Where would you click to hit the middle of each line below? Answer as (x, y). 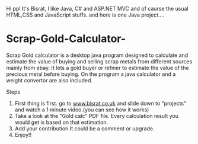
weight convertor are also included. (49, 80)
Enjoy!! (23, 135)
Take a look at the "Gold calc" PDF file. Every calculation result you (97, 116)
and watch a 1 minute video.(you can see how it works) (82, 110)
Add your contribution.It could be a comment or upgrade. (84, 128)
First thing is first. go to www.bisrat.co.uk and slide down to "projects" (100, 103)
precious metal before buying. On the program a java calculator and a (91, 74)
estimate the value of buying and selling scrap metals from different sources (99, 61)
